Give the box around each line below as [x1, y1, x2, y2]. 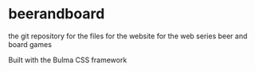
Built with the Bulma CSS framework [8, 55, 127, 65]
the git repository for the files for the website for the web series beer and [8, 31, 248, 41]
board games [8, 39, 52, 49]
